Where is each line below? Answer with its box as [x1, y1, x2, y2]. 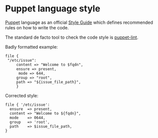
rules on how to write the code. [5, 24, 69, 30]
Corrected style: [5, 92, 39, 98]
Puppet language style [5, 3, 100, 14]
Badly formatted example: [5, 44, 58, 50]
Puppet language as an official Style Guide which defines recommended [5, 19, 153, 25]
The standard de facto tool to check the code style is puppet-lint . [5, 34, 139, 40]
